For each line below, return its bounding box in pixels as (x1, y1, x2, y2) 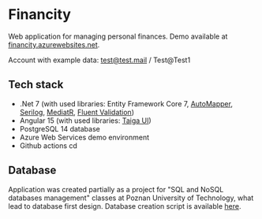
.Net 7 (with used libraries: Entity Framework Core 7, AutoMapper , (19, 98, 233, 108)
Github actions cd (19, 140, 77, 150)
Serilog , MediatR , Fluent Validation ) (19, 107, 134, 117)
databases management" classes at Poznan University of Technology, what (8, 193, 254, 202)
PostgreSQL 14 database (19, 124, 100, 133)
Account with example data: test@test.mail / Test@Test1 (8, 55, 191, 65)
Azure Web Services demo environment (19, 132, 150, 142)
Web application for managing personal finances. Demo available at (8, 32, 228, 41)
